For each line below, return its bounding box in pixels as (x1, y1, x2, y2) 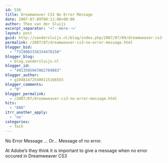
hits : (5, 101, 16, 106)
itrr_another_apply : (5, 110, 48, 115)
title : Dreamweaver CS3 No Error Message (5, 12, 93, 17)
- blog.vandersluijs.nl (9, 59, 59, 64)
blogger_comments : (5, 82, 43, 87)
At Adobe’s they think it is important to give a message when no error (5, 147, 147, 153)
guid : (5, 36, 16, 41)
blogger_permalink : (5, 91, 46, 96)
